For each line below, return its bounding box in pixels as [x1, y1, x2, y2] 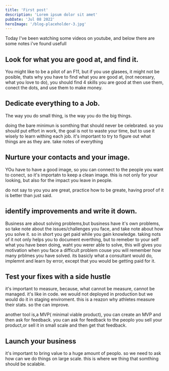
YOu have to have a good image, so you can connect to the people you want [5, 166, 163, 172]
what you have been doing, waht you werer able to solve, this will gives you [5, 241, 162, 248]
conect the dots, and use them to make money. [5, 85, 103, 91]
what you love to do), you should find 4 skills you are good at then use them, [5, 79, 164, 86]
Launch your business [5, 337, 76, 345]
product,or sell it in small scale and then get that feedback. [5, 322, 127, 328]
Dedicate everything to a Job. [5, 99, 100, 108]
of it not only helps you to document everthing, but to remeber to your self [5, 236, 159, 242]
